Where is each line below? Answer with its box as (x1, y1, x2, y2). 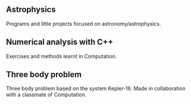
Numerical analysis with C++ (6, 37, 114, 47)
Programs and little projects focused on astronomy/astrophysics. (6, 20, 161, 27)
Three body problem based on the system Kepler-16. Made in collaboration (6, 85, 186, 92)
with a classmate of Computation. (6, 91, 87, 98)
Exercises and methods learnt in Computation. (6, 53, 117, 60)
